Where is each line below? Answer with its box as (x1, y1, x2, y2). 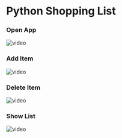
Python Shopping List (6, 4, 116, 18)
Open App (6, 26, 37, 34)
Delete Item (6, 83, 41, 92)
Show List (6, 112, 36, 120)
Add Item (6, 54, 34, 63)
